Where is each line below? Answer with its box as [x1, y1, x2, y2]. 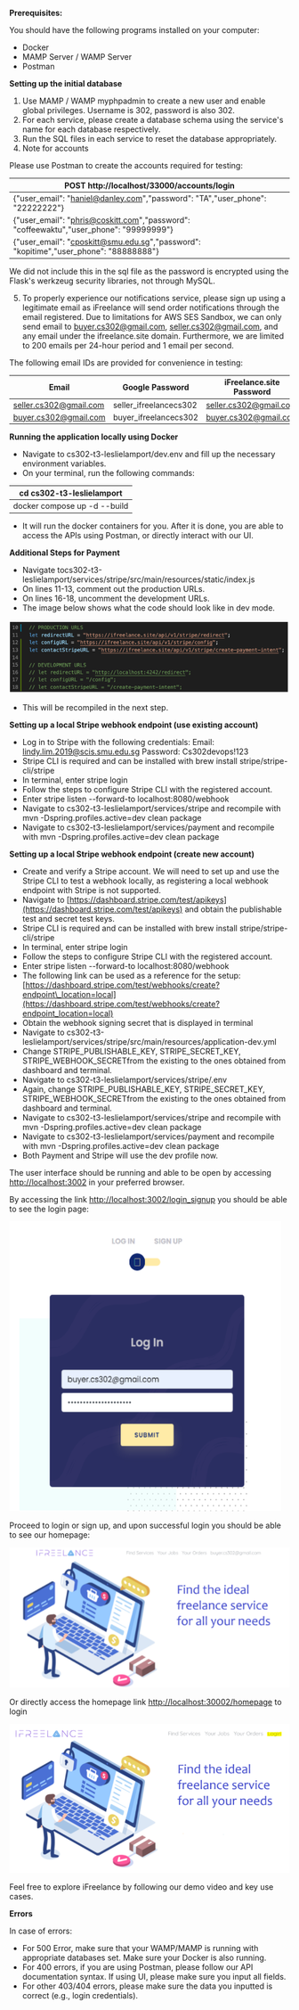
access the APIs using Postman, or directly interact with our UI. [21, 529, 254, 540]
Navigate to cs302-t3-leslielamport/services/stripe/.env [21, 1074, 228, 1086]
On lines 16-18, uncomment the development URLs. [21, 593, 211, 603]
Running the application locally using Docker [9, 431, 179, 442]
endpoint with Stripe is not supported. [21, 885, 162, 896]
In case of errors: [9, 1925, 73, 1937]
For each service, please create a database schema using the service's [21, 115, 284, 125]
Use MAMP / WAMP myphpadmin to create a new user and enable [21, 95, 266, 106]
